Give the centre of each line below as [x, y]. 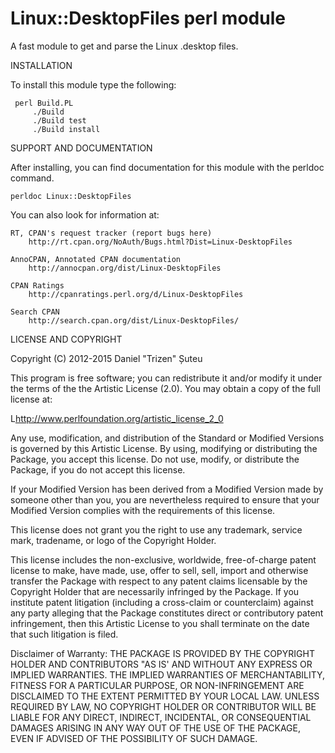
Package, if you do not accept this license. [98, 469]
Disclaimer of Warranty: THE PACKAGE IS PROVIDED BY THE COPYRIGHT [162, 653]
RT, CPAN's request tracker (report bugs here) [111, 233]
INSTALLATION [41, 65]
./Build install [66, 129]
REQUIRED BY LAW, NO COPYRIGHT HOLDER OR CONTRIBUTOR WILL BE [163, 706]
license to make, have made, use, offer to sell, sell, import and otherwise [159, 570]
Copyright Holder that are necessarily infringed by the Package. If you [155, 591]
